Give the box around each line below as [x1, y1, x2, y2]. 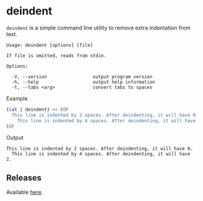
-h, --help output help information [11, 79, 155, 85]
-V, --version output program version [11, 73, 153, 79]
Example [6, 94, 28, 102]
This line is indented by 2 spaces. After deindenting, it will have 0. [6, 146, 193, 152]
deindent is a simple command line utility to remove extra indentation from [6, 24, 191, 31]
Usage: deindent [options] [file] [6, 42, 94, 48]
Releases [6, 173, 42, 183]
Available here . [6, 188, 43, 196]
